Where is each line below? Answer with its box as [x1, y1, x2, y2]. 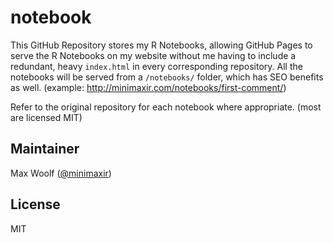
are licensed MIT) [10, 111, 83, 123]
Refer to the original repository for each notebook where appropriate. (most [10, 101, 322, 113]
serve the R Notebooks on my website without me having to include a [10, 49, 297, 61]
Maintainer [10, 141, 80, 158]
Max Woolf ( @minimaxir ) [10, 167, 112, 179]
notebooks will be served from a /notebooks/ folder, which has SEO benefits [10, 71, 324, 83]
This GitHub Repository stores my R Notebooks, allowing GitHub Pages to [10, 39, 313, 51]
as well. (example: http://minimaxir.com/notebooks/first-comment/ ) [10, 81, 287, 93]
